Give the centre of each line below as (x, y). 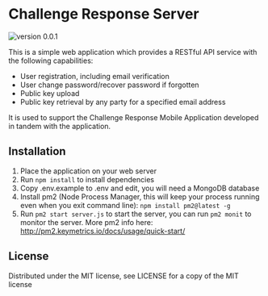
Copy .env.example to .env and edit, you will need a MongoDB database (140, 188)
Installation (37, 151)
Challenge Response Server (104, 14)
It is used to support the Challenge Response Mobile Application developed (134, 117)
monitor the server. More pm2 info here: (86, 222)
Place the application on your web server (88, 171)
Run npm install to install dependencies (87, 179)
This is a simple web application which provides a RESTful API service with (133, 52)
